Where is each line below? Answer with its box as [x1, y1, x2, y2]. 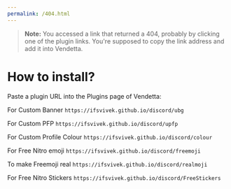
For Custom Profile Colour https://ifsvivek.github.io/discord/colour [7, 132, 213, 141]
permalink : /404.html [7, 10, 71, 17]
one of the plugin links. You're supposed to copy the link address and [24, 36, 225, 45]
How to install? [7, 69, 96, 85]
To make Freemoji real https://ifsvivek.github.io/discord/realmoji [7, 160, 208, 168]
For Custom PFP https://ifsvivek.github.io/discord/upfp [7, 119, 178, 127]
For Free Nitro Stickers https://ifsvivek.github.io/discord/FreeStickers [7, 173, 221, 182]
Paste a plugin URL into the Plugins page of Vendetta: [7, 92, 162, 100]
